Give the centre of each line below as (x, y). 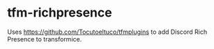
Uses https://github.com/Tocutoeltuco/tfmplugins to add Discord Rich (107, 32)
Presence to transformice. (45, 39)
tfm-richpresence (60, 13)
